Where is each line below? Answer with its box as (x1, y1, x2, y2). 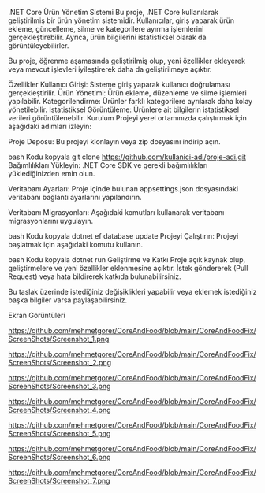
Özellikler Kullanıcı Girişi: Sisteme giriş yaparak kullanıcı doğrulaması (8, 80, 230, 89)
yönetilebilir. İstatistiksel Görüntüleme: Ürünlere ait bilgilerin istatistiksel (8, 105, 239, 114)
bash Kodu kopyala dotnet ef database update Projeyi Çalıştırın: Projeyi (8, 232, 239, 240)
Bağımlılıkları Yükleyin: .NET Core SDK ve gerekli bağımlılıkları (8, 161, 208, 169)
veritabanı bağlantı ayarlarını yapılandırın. (8, 193, 142, 202)
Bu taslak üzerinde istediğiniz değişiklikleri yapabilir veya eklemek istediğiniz (8, 287, 257, 296)
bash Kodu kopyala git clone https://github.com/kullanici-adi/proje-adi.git (8, 152, 247, 161)
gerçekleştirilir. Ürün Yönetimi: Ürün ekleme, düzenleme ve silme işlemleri (8, 88, 247, 98)
